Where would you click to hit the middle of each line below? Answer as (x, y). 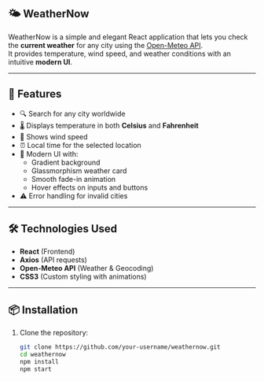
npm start (36, 369)
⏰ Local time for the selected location (80, 145)
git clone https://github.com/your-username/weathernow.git (120, 347)
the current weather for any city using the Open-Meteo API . (106, 45)
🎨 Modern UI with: (49, 154)
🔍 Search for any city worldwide (72, 113)
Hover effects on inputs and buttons (90, 187)
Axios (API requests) (53, 260)
